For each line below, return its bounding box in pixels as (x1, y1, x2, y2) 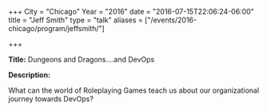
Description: (8, 70, 50, 79)
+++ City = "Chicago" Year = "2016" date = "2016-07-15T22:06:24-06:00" (8, 7, 254, 16)
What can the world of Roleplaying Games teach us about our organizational (8, 85, 260, 95)
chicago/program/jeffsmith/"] (8, 24, 106, 33)
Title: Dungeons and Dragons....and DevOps (8, 55, 155, 64)
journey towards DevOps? (8, 94, 94, 103)
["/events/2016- (145, 15, 197, 25)
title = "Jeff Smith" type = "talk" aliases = (8, 15, 144, 25)
